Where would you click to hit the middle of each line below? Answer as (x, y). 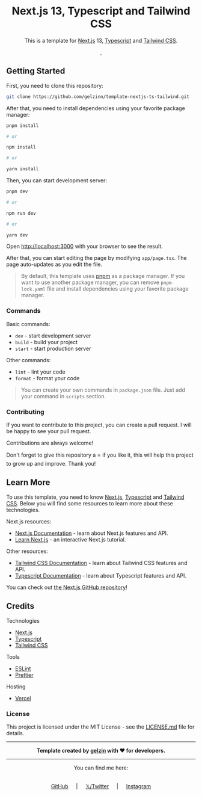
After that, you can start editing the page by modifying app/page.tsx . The (97, 258)
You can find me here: (101, 768)
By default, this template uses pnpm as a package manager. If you (103, 276)
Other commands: (29, 360)
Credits (20, 606)
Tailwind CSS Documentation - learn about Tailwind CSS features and (101, 563)
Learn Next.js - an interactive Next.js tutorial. (70, 539)
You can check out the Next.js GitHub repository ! (67, 587)
